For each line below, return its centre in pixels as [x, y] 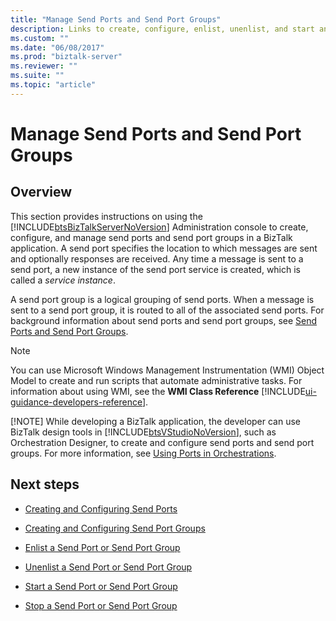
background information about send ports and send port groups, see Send [164, 320]
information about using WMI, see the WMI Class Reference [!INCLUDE [158, 391]
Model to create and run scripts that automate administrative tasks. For [156, 380]
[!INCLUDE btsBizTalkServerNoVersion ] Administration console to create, [159, 227]
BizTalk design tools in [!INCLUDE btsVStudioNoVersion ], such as [143, 432]
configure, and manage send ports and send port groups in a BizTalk [151, 237]
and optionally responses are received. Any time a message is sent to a [157, 258]
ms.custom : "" [40, 38]
